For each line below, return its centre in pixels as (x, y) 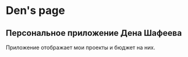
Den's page (35, 11)
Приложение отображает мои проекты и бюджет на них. (81, 47)
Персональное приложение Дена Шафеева (94, 33)
